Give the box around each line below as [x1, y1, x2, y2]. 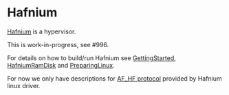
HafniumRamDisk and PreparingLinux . [7, 61, 115, 69]
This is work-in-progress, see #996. [7, 40, 109, 49]
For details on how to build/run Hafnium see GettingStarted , [7, 53, 177, 62]
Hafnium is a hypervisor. [7, 27, 76, 36]
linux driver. [7, 81, 41, 90]
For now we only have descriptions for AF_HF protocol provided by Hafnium [7, 74, 222, 83]
